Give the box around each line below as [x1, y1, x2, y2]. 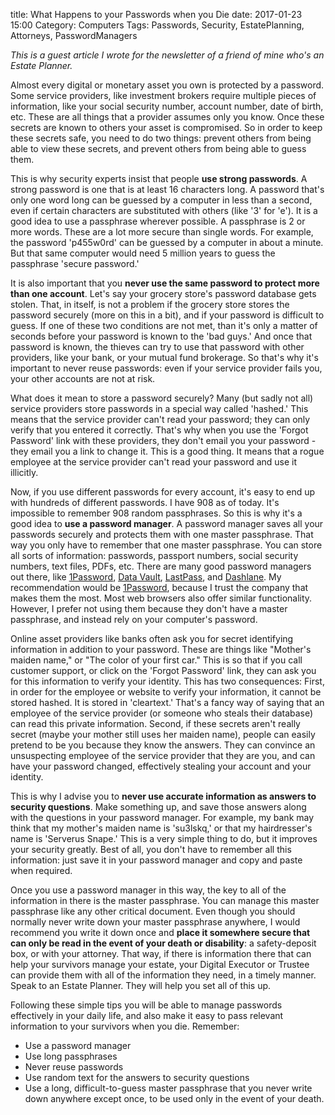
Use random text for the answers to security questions [24, 1072, 250, 1083]
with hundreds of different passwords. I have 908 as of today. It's [10, 497, 280, 508]
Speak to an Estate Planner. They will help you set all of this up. [10, 980, 272, 991]
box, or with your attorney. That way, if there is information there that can [10, 948, 312, 959]
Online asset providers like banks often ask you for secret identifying [10, 633, 294, 644]
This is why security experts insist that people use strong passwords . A [10, 173, 308, 184]
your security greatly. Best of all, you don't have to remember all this [10, 844, 292, 855]
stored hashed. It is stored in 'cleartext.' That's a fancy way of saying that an [10, 697, 325, 708]
